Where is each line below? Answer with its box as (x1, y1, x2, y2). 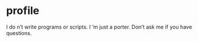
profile (6, 4, 40, 17)
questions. (6, 29, 32, 36)
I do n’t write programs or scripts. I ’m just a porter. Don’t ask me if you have (6, 23, 192, 30)
